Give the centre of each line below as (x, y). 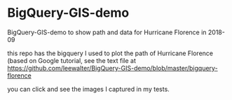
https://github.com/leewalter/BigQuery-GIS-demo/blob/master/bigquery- (113, 68)
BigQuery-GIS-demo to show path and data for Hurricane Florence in (107, 32)
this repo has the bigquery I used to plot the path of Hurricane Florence (110, 53)
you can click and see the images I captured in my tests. (88, 89)
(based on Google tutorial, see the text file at (72, 60)
